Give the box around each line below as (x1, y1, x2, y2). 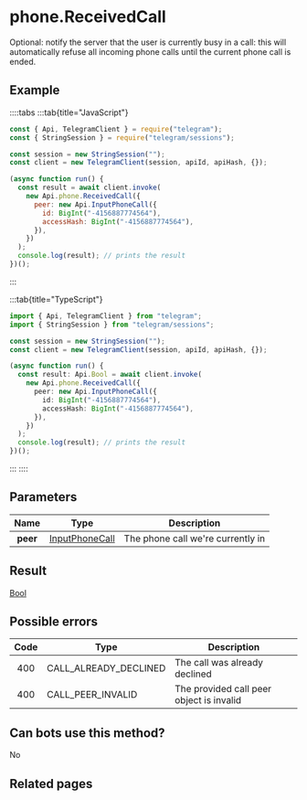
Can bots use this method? (9, 725, 166, 741)
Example (9, 82, 60, 98)
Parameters (9, 489, 78, 505)
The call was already (175, 656, 263, 669)
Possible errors (9, 614, 99, 630)
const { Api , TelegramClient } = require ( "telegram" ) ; (9, 124, 223, 133)
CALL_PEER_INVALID (47, 688, 138, 701)
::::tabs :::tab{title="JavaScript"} (9, 107, 130, 118)
